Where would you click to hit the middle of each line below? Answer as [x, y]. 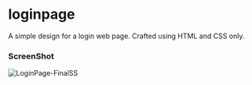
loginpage [42, 14]
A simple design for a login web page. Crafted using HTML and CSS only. [126, 36]
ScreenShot [31, 56]
